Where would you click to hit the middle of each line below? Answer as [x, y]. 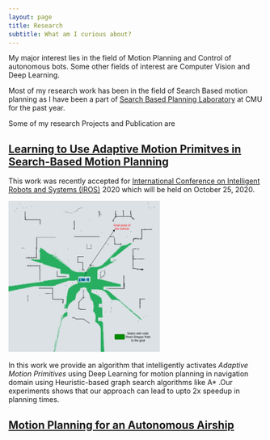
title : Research [36, 25]
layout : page [30, 17]
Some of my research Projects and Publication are [92, 124]
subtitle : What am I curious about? [70, 34]
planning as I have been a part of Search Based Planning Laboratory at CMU [135, 99]
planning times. [34, 400]
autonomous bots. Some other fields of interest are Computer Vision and [129, 67]
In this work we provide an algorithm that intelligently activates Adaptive [129, 365]
